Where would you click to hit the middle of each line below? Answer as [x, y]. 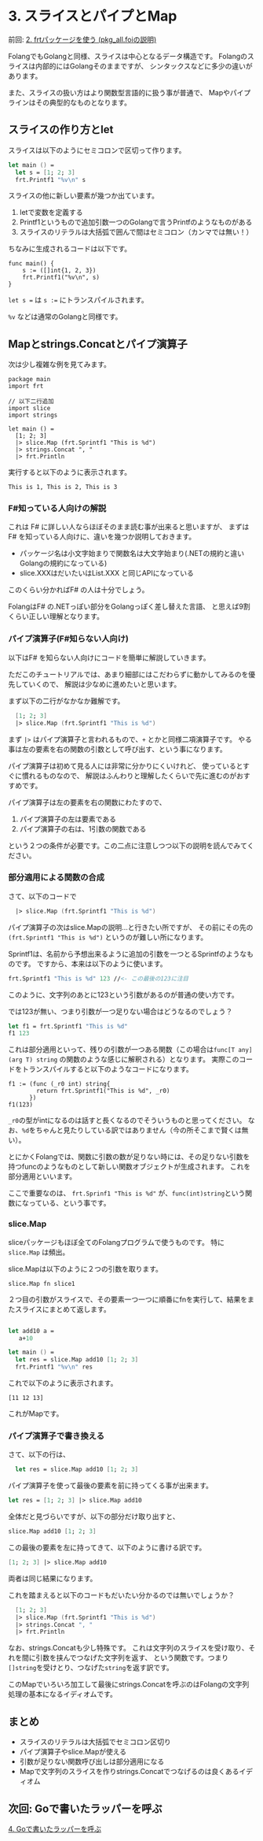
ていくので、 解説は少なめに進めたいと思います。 [101, 684]
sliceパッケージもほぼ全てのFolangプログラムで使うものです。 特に [117, 1242]
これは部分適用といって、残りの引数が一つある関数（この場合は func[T [122, 1050]
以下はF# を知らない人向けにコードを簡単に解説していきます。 [109, 657]
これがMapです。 [36, 1413]
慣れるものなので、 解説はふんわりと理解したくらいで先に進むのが [129, 776]
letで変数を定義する [51, 213]
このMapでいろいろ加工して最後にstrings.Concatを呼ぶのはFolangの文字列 [129, 1684]
